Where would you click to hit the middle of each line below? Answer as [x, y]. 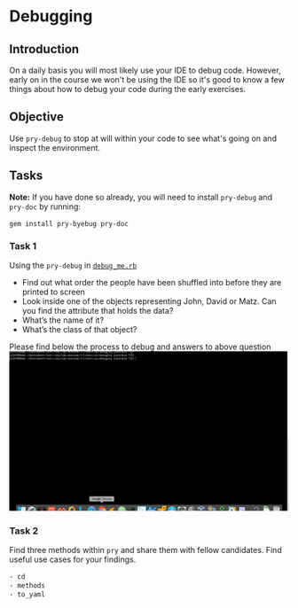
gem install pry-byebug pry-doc [69, 223]
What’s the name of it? [63, 320]
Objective [37, 117]
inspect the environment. [55, 147]
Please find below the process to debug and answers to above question [140, 347]
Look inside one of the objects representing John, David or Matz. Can [149, 301]
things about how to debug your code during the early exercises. [128, 89]
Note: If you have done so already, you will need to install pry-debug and [141, 197]
